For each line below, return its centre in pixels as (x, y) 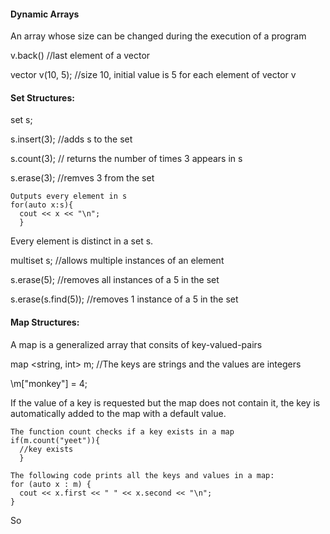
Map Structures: (45, 322)
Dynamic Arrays (45, 14)
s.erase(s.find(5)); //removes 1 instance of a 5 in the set (124, 299)
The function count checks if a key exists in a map (122, 431)
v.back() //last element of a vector (80, 56)
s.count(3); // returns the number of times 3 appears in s (126, 159)
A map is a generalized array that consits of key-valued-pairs (136, 344)
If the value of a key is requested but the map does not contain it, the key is (165, 402)
